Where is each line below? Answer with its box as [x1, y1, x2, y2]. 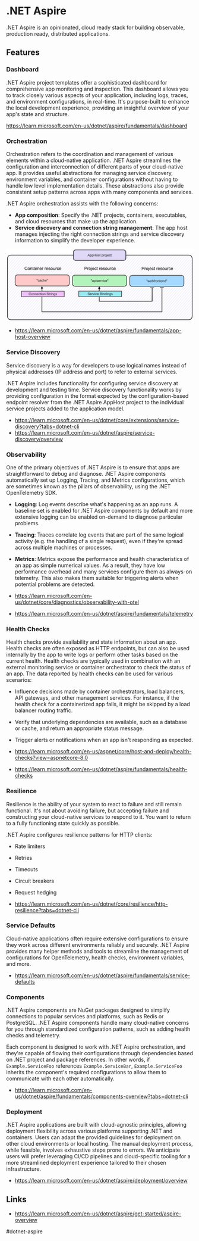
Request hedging [14, 888, 57, 896]
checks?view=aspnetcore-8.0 [14, 754, 88, 762]
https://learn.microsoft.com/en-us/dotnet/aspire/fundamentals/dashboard [6, 122, 188, 129]
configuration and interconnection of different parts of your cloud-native [6, 163, 184, 170]
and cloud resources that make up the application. [14, 217, 138, 224]
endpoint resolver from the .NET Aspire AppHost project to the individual [6, 398, 184, 406]
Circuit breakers [14, 877, 55, 884]
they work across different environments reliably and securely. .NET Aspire [6, 941, 189, 948]
